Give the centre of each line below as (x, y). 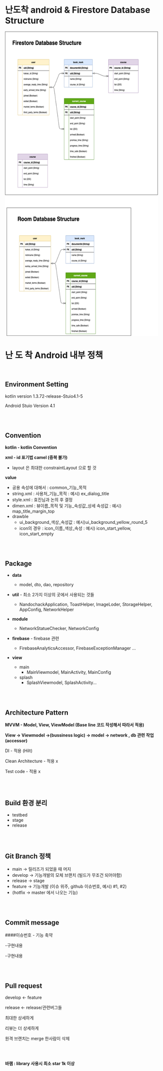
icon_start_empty (37, 534)
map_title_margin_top (33, 511)
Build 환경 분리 (26, 803)
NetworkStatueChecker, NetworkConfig (59, 628)
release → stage (28, 880)
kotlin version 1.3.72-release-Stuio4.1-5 (44, 396)
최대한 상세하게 (19, 1018)
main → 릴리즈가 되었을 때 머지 (41, 869)
